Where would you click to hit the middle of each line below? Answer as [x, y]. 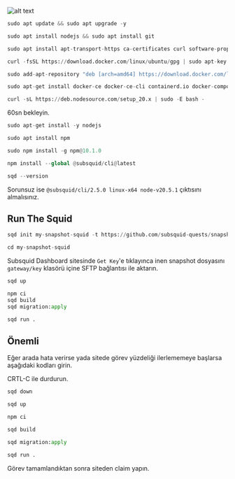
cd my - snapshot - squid [39, 248]
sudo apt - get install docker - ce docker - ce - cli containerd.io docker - [111, 87]
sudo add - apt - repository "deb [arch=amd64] [72, 74]
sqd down [20, 392]
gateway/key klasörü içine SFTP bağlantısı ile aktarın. [83, 269]
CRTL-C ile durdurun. [38, 379]
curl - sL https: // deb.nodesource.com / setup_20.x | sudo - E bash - [106, 99]
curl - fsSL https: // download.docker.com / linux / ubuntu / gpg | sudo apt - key [117, 62]
